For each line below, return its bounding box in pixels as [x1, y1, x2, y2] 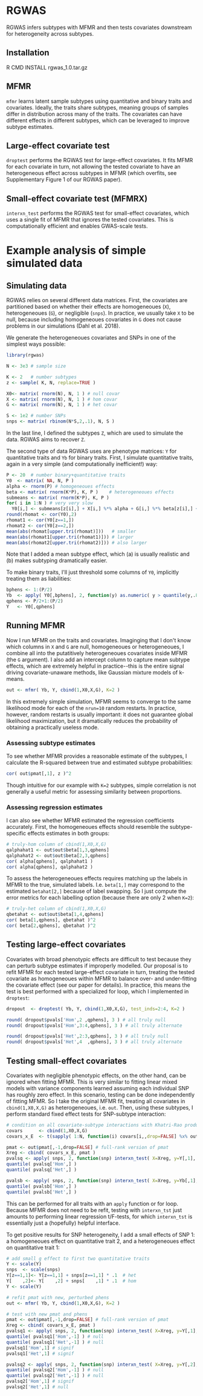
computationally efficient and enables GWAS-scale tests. [6, 222, 148, 230]
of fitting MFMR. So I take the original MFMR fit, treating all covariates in [6, 1097, 185, 1105]
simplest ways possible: [6, 340, 66, 348]
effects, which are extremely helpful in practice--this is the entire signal [6, 662, 184, 670]
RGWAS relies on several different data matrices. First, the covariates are [6, 297, 188, 304]
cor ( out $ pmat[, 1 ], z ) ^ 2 [6, 770, 71, 777]
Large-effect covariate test [6, 140, 110, 151]
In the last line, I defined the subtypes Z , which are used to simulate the [6, 429, 183, 436]
